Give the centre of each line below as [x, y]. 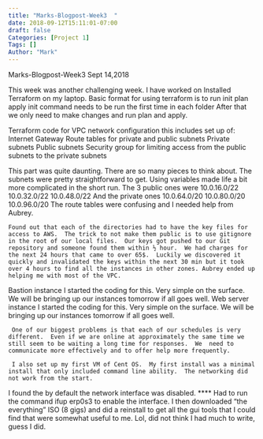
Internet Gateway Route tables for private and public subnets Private [119, 139]
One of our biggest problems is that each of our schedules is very [126, 330]
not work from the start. [50, 378]
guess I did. [27, 426]
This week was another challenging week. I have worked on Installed [120, 90]
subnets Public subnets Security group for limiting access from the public [127, 147]
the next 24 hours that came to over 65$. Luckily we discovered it [125, 255]
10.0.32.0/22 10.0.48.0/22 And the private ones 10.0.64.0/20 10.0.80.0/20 [127, 196]
